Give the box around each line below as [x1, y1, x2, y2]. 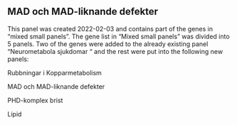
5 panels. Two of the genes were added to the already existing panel [7, 39, 209, 48]
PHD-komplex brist [7, 96, 63, 104]
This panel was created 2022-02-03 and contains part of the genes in [7, 24, 214, 33]
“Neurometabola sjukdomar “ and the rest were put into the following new [7, 47, 223, 55]
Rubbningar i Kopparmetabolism [7, 68, 102, 77]
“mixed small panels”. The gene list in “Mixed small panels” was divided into [7, 32, 230, 40]
